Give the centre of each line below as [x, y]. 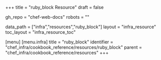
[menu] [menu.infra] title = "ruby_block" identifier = [59, 42]
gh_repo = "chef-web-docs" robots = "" [47, 17]
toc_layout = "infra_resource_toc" [41, 32]
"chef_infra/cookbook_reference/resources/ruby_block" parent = [74, 47]
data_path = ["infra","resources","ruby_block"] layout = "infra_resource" [81, 27]
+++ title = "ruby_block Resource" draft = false [54, 7]
